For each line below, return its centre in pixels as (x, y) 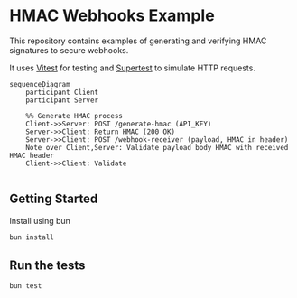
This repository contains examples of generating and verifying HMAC (138, 41)
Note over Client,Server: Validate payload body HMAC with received (157, 147)
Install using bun (40, 220)
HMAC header (32, 155)
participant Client (62, 92)
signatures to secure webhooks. (69, 50)
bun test (26, 286)
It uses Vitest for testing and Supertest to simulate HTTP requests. (132, 68)
